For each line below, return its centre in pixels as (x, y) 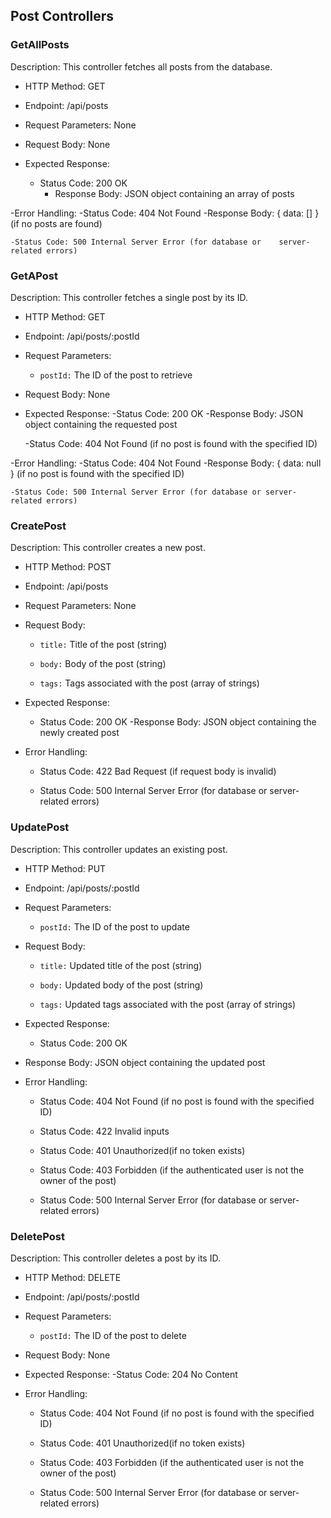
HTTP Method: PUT (65, 868)
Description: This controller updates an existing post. (119, 849)
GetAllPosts (40, 45)
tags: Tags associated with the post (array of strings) (149, 683)
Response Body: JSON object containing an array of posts (174, 193)
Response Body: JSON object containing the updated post (145, 1062)
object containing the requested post (101, 424)
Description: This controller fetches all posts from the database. (141, 66)
